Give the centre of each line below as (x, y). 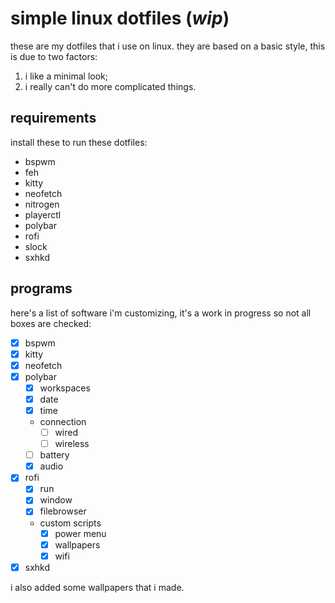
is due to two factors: (54, 56)
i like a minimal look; (66, 76)
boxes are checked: (51, 323)
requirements (53, 118)
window (56, 500)
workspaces (65, 388)
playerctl (43, 214)
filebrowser (63, 511)
